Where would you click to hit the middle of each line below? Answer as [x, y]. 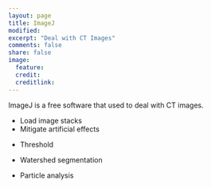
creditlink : [35, 82]
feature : [30, 68]
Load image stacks [51, 120]
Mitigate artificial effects [59, 129]
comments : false [35, 45]
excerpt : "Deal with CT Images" [62, 38]
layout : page [30, 16]
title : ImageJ [32, 23]
